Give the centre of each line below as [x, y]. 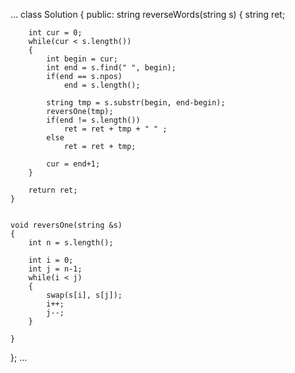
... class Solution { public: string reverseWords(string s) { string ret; [148, 14]
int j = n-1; [55, 269]
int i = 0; [51, 260]
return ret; [53, 190]
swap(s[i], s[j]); [84, 295]
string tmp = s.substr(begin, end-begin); [136, 103]
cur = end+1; [73, 164]
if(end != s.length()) [93, 120]
